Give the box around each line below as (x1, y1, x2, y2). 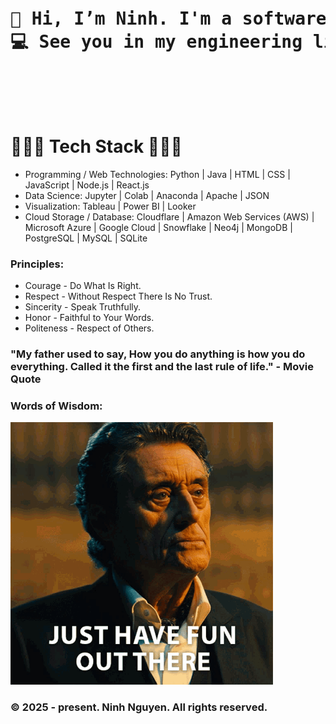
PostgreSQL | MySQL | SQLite (24, 232, 148, 244)
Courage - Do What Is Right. (24, 280, 142, 292)
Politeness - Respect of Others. (24, 322, 155, 334)
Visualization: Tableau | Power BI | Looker (24, 200, 197, 212)
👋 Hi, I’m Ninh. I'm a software (10, 8, 327, 30)
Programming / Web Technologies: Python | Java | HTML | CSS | (24, 168, 291, 180)
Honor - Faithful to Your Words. (24, 312, 155, 324)
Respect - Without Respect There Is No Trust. (24, 290, 213, 303)
